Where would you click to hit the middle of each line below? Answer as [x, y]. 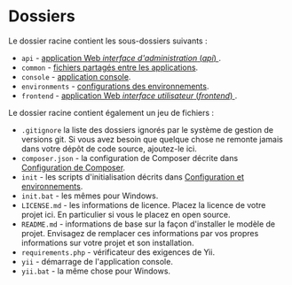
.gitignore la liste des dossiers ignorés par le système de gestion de [147, 129]
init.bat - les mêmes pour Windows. [90, 196]
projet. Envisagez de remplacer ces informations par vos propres [140, 233]
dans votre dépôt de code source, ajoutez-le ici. [109, 149]
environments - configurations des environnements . [115, 86]
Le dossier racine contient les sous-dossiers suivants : [108, 41]
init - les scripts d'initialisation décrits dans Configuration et [133, 177]
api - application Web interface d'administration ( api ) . [121, 58]
